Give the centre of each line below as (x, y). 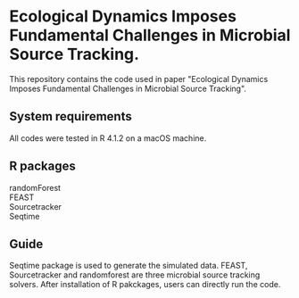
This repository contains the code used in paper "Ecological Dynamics (139, 79)
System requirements (71, 116)
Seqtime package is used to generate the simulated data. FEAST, (129, 266)
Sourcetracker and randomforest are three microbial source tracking (135, 275)
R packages (42, 166)
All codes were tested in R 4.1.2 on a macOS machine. (108, 138)
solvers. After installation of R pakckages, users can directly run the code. (145, 285)
